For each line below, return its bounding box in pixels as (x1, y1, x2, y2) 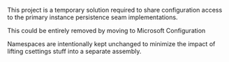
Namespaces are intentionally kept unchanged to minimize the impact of (7, 40, 216, 48)
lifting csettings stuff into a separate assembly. (7, 48, 142, 55)
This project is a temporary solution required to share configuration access (7, 6, 223, 14)
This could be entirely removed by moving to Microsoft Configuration (7, 27, 206, 34)
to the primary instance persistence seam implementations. (7, 13, 178, 21)
